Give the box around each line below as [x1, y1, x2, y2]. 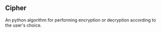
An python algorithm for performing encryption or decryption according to [5, 17, 157, 23]
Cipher [5, 4, 27, 12]
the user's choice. [5, 22, 42, 28]
